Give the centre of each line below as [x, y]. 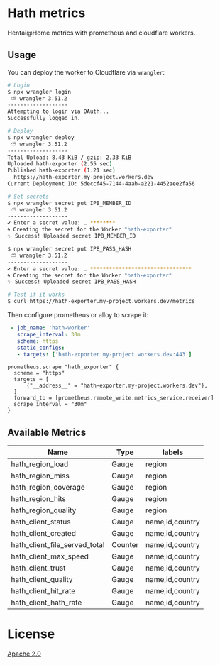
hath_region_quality [44, 510]
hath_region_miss [40, 476]
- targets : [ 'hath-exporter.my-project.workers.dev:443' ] [104, 354]
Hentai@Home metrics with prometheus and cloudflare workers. [101, 33]
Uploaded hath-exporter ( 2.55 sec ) [60, 164]
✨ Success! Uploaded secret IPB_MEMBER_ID [72, 236]
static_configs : [41, 348]
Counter [125, 545]
